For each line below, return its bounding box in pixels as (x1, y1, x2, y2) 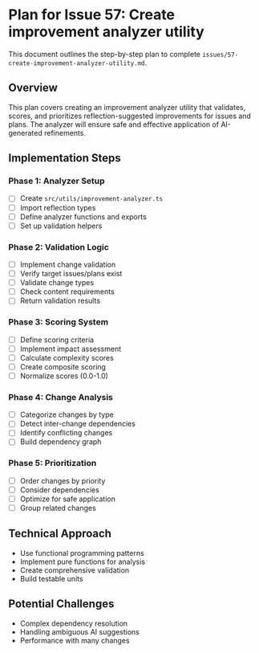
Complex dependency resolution (19, 618, 128, 628)
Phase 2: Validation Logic (8, 241, 110, 252)
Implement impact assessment (19, 344, 122, 353)
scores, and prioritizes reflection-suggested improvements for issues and (8, 111, 251, 120)
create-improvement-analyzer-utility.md (8, 59, 146, 67)
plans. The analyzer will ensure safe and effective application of (8, 119, 219, 129)
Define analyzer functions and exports (19, 211, 147, 222)
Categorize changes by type (19, 410, 114, 419)
